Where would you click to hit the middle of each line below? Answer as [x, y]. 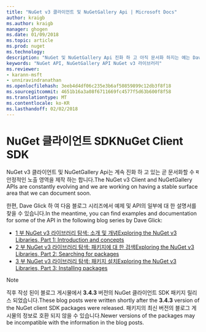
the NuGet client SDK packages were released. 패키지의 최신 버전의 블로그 [98, 308]
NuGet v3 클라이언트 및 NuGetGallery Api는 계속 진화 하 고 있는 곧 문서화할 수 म [103, 172]
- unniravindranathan [34, 80]
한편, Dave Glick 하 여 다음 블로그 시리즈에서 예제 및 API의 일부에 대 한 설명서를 [101, 206]
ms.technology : [26, 52]
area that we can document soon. [49, 193]
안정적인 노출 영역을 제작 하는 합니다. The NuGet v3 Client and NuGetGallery [99, 180]
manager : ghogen [27, 29]
